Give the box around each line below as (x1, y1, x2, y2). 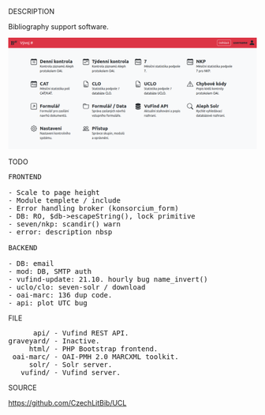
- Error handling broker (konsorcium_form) (8, 204, 179, 212)
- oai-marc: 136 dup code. (8, 290, 113, 299)
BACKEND (8, 243, 38, 252)
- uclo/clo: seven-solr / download (8, 282, 146, 291)
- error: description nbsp (8, 227, 113, 236)
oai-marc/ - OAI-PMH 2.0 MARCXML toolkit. (12, 352, 179, 361)
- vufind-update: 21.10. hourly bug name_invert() (8, 275, 208, 283)
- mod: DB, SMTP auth (8, 267, 92, 275)
